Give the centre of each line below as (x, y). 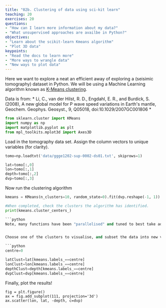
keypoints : (16, 51)
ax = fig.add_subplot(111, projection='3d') (52, 296)
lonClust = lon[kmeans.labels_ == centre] (45, 264)
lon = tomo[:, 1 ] (20, 169)
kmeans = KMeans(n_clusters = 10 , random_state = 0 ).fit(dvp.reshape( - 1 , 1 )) (83, 197)
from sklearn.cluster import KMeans (43, 118)
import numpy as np (25, 123)
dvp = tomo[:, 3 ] (20, 179)
